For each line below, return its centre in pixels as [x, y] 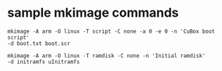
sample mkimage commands [93, 13]
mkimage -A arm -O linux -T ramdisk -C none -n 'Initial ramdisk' [106, 56]
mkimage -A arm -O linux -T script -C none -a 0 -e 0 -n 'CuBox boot [111, 31]
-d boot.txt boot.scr [39, 43]
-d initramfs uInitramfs [44, 62]
